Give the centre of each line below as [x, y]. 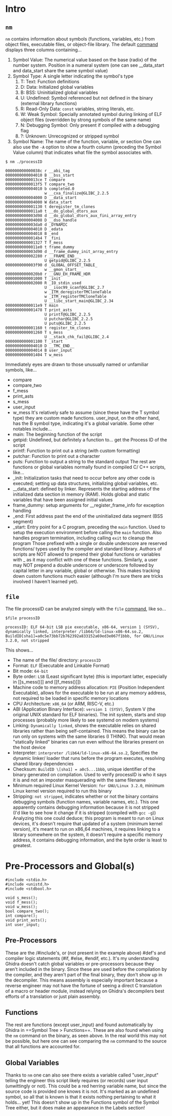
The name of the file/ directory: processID [57, 660]
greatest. [22, 845]
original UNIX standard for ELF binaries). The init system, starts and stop [89, 714]
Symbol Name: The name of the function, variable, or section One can [87, 141]
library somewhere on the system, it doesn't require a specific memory [88, 834]
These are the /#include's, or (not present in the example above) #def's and [85, 953]
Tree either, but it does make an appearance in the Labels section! [75, 1108]
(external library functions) [49, 103]
